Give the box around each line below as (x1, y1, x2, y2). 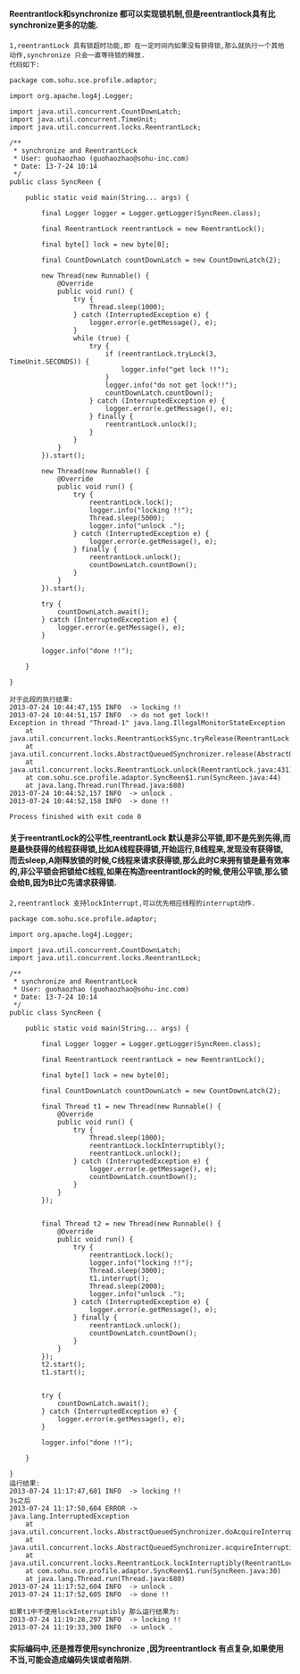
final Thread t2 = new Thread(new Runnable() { (41, 1219, 221, 1228)
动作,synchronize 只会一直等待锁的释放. (9, 51, 146, 60)
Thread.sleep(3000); (88, 1267, 166, 1276)
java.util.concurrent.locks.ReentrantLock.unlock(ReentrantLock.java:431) (9, 766, 294, 774)
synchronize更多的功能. (9, 19, 99, 30)
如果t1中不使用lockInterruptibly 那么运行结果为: (9, 1608, 180, 1617)
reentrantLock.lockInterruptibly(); (88, 1142, 226, 1151)
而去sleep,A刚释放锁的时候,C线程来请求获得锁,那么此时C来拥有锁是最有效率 (9, 854, 290, 866)
